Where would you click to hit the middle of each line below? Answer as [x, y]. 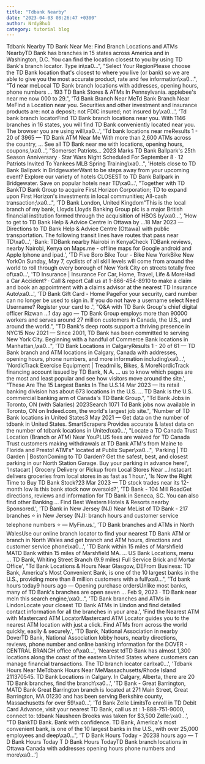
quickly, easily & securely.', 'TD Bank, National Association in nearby [92, 631]
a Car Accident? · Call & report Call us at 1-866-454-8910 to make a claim [99, 281]
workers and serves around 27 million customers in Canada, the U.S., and [99, 320]
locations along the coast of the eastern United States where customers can [102, 657]
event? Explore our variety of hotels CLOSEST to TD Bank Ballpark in [93, 177]
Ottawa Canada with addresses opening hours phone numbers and [91, 749]
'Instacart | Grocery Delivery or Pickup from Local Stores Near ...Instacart [99, 470]
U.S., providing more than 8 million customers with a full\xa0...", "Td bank [99, 579]
